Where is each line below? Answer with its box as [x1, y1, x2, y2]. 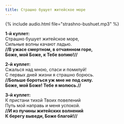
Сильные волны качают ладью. [5, 41, 72, 47]
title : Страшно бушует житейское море [5, 7, 86, 12]
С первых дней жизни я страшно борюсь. [5, 71, 95, 77]
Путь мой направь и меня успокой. [5, 102, 81, 108]
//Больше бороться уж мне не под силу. [5, 77, 93, 83]
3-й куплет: [5, 92, 31, 98]
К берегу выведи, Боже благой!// [5, 113, 78, 119]
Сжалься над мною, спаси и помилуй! [5, 66, 87, 72]
